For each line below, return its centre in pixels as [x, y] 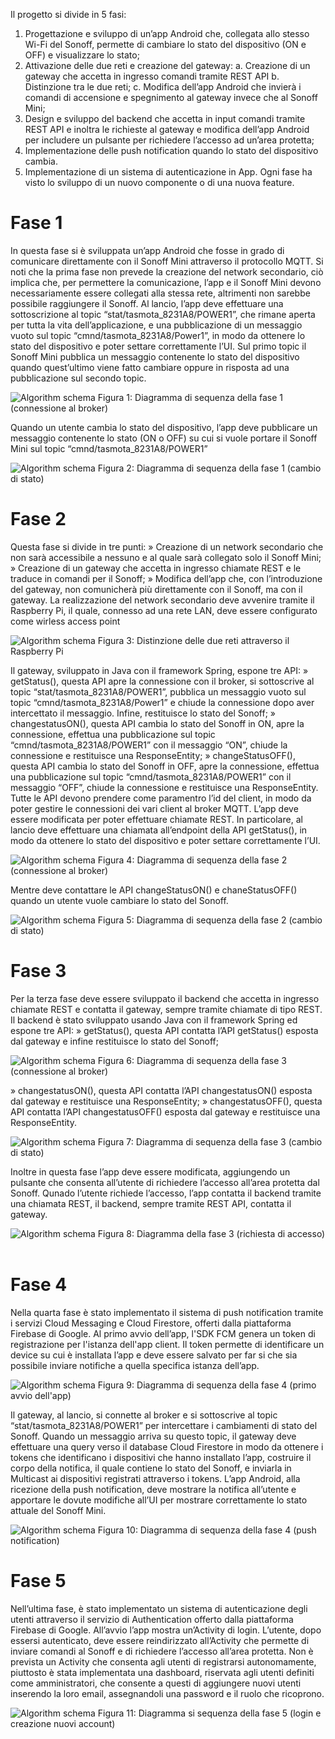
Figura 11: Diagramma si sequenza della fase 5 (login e [209, 1713]
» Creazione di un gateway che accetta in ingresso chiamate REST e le [156, 568]
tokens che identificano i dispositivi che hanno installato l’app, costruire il [161, 1457]
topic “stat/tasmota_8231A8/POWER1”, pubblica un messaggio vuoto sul [158, 691]
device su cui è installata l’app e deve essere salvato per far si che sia [154, 1355]
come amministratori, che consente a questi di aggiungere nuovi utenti [156, 1683]
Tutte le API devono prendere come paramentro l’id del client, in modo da [161, 798]
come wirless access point [65, 621]
